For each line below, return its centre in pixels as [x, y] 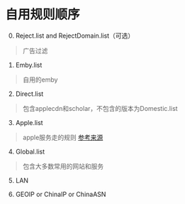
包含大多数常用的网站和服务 [63, 166]
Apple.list [29, 122]
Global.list [30, 151]
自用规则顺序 [43, 15]
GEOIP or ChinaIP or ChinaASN [61, 194]
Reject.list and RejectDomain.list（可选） [75, 36]
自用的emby [40, 80]
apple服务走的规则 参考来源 [63, 137]
